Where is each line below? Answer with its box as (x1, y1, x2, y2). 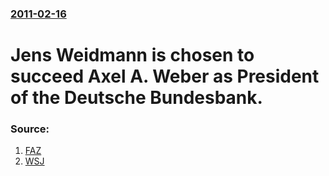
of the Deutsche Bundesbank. (10, 87, 263, 109)
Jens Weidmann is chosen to (10, 44, 255, 67)
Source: (10, 122, 50, 136)
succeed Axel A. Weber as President (10, 65, 320, 88)
